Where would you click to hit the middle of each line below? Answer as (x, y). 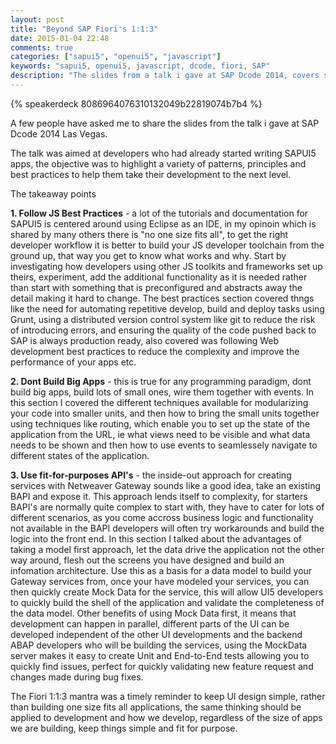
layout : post (37, 19)
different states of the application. (80, 455)
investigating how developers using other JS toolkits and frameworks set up (166, 266)
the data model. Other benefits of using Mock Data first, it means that (153, 613)
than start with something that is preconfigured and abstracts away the (156, 287)
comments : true (42, 47)
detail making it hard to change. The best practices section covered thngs (162, 298)
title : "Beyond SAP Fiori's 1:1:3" (84, 29)
